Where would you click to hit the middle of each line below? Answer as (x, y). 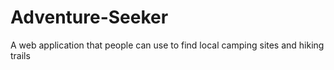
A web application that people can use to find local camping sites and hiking (167, 45)
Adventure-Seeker (89, 17)
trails (20, 55)
